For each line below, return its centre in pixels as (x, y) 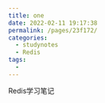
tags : (17, 60)
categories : (28, 38)
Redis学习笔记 (31, 90)
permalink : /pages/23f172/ (53, 30)
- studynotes (37, 45)
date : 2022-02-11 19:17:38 (53, 23)
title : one (26, 15)
